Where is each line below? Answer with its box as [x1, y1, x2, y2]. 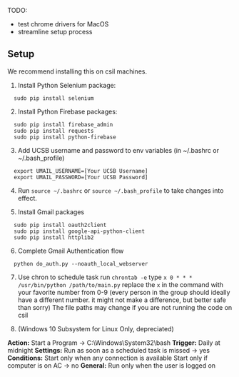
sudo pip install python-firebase [14, 134, 116, 141]
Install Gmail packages [17, 207, 84, 216]
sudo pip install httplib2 [14, 233, 94, 241]
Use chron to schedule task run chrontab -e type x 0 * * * [17, 273, 193, 281]
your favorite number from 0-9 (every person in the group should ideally [17, 288, 230, 296]
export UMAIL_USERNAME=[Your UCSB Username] [14, 167, 148, 174]
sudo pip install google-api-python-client [14, 228, 145, 235]
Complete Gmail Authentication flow [17, 246, 124, 255]
